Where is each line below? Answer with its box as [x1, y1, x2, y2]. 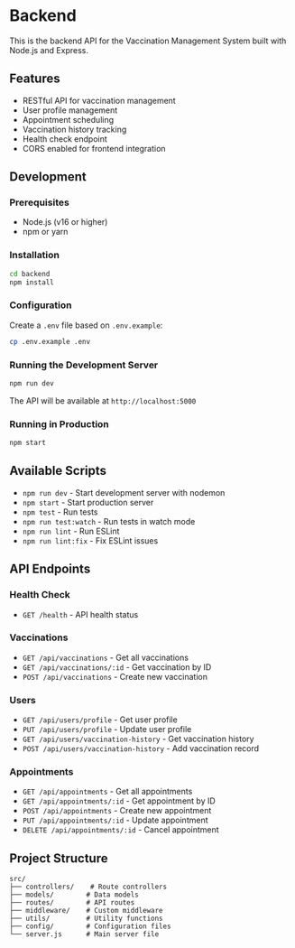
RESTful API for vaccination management [22, 95, 176, 106]
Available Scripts [9, 463, 106, 479]
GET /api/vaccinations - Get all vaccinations [22, 652, 189, 663]
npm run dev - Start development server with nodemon [22, 487, 226, 497]
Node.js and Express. [9, 44, 88, 55]
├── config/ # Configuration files [9, 922, 171, 931]
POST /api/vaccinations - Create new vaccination [22, 671, 207, 682]
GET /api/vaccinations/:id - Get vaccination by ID [22, 661, 212, 673]
